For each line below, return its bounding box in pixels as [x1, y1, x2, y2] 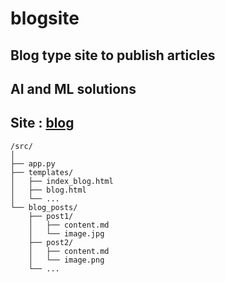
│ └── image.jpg [28, 228, 105, 239]
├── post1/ [28, 211, 74, 221]
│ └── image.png [28, 255, 105, 265]
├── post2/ [28, 237, 74, 247]
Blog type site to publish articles [10, 47, 216, 64]
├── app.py [10, 158, 56, 169]
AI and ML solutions [10, 80, 137, 97]
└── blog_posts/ [10, 202, 78, 212]
